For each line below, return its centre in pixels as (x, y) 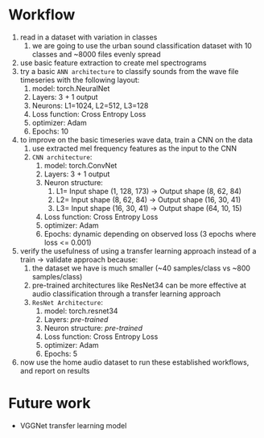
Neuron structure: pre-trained (93, 328)
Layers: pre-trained (76, 319)
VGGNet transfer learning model (73, 425)
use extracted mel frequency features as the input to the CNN (134, 148)
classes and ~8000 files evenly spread (96, 54)
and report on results (55, 370)
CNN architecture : (62, 157)
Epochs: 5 (61, 353)
